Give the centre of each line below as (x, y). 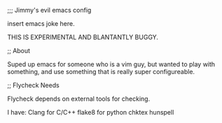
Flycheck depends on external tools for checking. (79, 99)
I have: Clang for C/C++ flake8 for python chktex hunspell (91, 112)
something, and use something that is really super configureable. (101, 72)
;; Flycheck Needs (33, 85)
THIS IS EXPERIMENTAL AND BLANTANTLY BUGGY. (83, 37)
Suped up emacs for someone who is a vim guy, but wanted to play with (111, 64)
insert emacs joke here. (41, 23)
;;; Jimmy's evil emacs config (49, 10)
